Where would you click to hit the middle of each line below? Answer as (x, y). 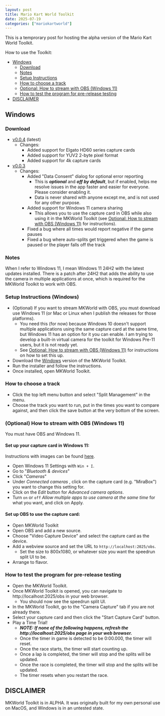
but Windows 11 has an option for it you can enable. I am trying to (86, 334)
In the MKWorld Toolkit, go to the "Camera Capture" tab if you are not (83, 606)
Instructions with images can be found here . (50, 456)
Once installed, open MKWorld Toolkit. (51, 371)
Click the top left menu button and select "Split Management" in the (81, 394)
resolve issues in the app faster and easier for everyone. (92, 187)
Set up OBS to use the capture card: (43, 514)
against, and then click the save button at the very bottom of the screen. (86, 410)
